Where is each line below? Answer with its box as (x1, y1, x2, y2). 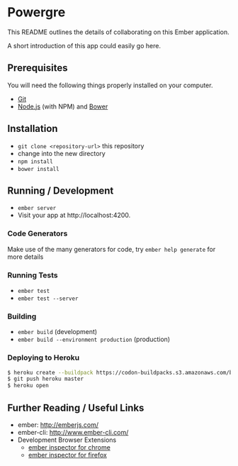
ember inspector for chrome (28, 443, 111, 451)
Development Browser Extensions (17, 436, 117, 444)
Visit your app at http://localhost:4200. (17, 211, 131, 220)
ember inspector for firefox (28, 451, 108, 459)
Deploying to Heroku (7, 353, 80, 362)
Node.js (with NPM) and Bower (17, 102, 108, 111)
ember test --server (17, 295, 79, 302)
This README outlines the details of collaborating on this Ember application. (7, 28, 229, 36)
